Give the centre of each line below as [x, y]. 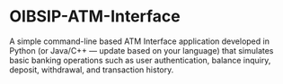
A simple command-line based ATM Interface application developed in [139, 41]
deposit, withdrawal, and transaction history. [92, 70]
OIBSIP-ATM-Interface [95, 17]
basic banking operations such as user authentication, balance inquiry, [140, 60]
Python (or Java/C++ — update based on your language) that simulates [141, 50]
